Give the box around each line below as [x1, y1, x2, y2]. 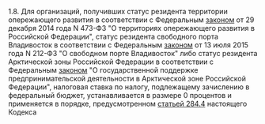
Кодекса [8, 107, 37, 117]
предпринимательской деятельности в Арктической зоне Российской [8, 74, 247, 83]
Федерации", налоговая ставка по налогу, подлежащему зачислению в [8, 82, 250, 92]
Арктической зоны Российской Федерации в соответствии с [8, 57, 214, 66]
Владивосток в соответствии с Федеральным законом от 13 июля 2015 [8, 40, 249, 50]
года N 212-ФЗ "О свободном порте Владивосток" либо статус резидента [8, 49, 258, 58]
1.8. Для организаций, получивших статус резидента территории [8, 7, 228, 16]
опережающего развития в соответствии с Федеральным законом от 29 [8, 15, 255, 24]
